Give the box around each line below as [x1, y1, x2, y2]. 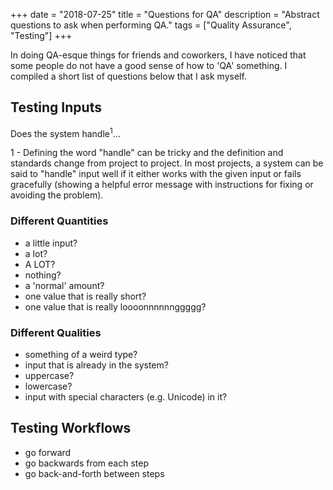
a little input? [24, 237, 78, 249]
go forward [24, 446, 72, 458]
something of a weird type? [24, 349, 138, 361]
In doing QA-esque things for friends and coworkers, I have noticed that [10, 49, 307, 61]
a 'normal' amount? [24, 279, 105, 291]
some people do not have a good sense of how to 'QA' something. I [10, 60, 288, 71]
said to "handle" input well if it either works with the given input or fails [10, 168, 302, 180]
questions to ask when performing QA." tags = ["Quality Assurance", [10, 19, 292, 31]
